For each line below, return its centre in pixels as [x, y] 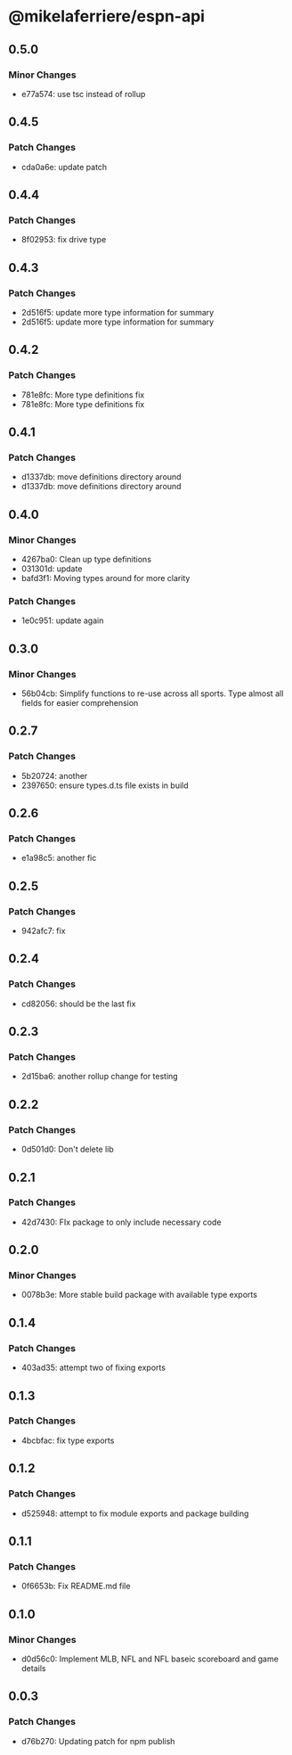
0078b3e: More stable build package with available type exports [139, 1295]
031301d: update [52, 569]
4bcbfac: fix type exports [68, 1440]
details [33, 1668]
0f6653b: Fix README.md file [76, 1586]
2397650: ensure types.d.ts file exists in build [105, 785]
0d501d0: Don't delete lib [68, 1149]
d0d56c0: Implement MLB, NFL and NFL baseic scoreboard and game [150, 1659]
